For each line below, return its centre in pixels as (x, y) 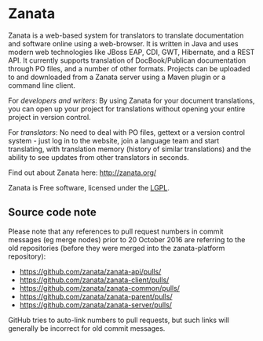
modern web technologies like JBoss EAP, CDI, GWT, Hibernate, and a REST (131, 52)
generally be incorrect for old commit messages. (87, 328)
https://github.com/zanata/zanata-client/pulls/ (94, 280)
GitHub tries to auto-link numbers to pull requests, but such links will (119, 320)
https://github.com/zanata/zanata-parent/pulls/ (96, 296)
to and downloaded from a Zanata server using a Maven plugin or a (117, 77)
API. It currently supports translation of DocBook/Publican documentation (127, 60)
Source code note (52, 212)
